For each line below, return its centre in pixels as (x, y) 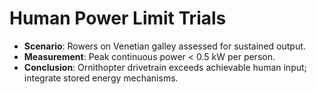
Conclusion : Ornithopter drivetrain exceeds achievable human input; (165, 67)
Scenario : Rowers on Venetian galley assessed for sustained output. (164, 46)
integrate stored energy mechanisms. (101, 78)
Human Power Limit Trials (118, 18)
